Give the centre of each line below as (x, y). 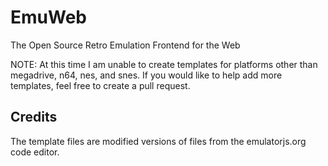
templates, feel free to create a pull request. (100, 85)
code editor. (35, 152)
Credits (34, 117)
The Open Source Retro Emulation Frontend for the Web (125, 45)
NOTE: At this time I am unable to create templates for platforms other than (164, 64)
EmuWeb (48, 17)
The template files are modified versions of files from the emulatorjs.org (158, 141)
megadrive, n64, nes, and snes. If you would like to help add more (146, 75)
